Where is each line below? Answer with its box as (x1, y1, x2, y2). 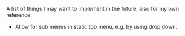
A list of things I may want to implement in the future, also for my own (6, 5, 180, 12)
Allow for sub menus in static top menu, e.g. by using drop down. (15, 23, 178, 30)
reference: (6, 11, 32, 19)
